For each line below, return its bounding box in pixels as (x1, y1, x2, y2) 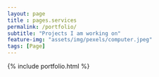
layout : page (7, 10, 46, 17)
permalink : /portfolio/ (7, 23, 77, 30)
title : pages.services (7, 17, 77, 24)
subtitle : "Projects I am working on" (7, 29, 121, 37)
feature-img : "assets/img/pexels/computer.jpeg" (7, 36, 153, 43)
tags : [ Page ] (7, 43, 46, 50)
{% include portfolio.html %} (7, 62, 90, 70)
